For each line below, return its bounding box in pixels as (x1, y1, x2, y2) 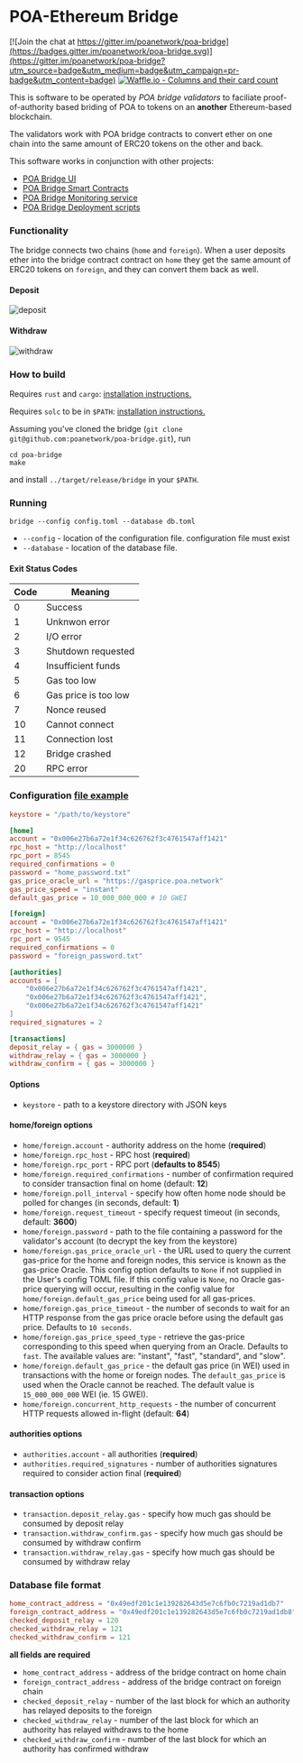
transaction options (9, 1488, 85, 1499)
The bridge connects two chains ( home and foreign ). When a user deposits (9, 245, 286, 256)
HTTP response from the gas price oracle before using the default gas (22, 1312, 284, 1323)
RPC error (46, 762, 88, 775)
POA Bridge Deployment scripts (22, 201, 141, 213)
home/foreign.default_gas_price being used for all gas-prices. (22, 1292, 255, 1304)
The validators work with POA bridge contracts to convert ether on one (9, 128, 273, 139)
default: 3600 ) (22, 1216, 78, 1227)
